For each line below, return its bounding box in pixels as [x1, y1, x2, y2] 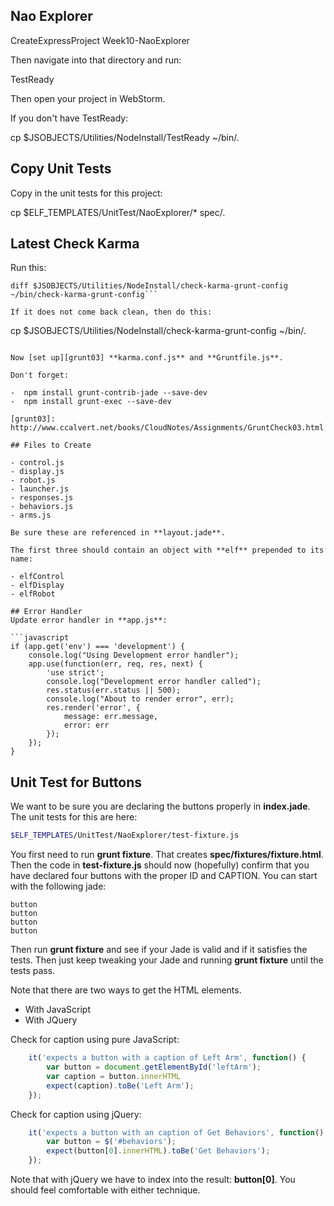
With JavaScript [24, 1004, 92, 1016]
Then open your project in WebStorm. [10, 92, 166, 104]
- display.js [10, 467, 65, 477]
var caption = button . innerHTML [46, 1071, 182, 1081]
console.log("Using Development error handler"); [28, 650, 240, 661]
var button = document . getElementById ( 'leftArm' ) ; [46, 1062, 262, 1072]
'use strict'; [46, 668, 105, 678]
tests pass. [10, 965, 56, 977]
